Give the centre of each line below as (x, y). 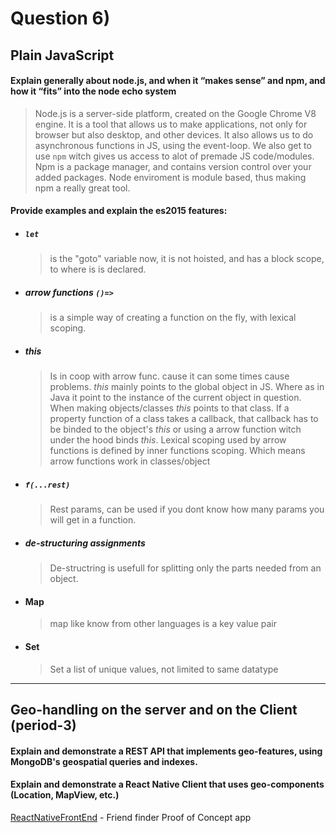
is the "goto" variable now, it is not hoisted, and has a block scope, (187, 259)
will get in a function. (93, 520)
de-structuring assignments (85, 543)
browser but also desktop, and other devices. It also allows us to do (174, 134)
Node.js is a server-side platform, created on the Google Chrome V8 (175, 113)
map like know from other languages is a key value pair (163, 624)
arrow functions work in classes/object (130, 461)
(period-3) (43, 725)
